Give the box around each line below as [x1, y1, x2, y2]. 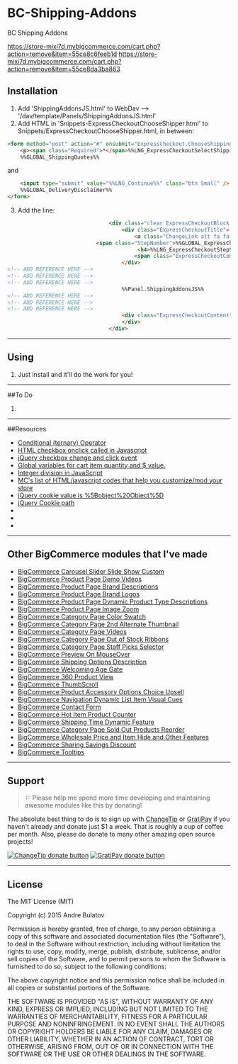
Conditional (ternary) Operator [17, 438, 106, 447]
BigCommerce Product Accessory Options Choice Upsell [17, 687, 184, 696]
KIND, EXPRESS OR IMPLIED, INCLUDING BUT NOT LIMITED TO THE [7, 1004, 208, 1014]
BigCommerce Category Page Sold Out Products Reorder [17, 725, 186, 734]
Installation [7, 85, 58, 97]
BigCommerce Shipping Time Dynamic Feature [17, 718, 154, 726]
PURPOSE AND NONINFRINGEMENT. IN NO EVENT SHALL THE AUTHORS [7, 1020, 225, 1029]
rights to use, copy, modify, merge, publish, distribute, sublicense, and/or [7, 947, 221, 956]
